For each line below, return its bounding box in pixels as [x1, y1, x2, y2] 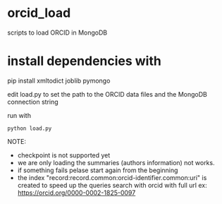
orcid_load [7, 5, 71, 21]
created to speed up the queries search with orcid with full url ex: [17, 181, 207, 189]
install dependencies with [7, 53, 162, 69]
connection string [7, 97, 58, 106]
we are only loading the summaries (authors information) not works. [17, 158, 215, 167]
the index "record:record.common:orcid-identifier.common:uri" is [17, 173, 207, 181]
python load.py [7, 125, 52, 132]
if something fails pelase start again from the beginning [17, 166, 178, 174]
